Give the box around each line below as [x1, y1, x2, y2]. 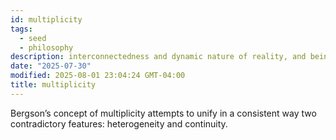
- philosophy [19, 42, 74, 53]
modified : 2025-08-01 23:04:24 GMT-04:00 [10, 71, 186, 81]
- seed [19, 33, 47, 43]
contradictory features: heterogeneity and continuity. [10, 117, 228, 130]
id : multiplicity [10, 14, 83, 25]
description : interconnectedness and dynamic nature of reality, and [10, 52, 307, 62]
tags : [10, 24, 33, 34]
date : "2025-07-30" [10, 61, 92, 71]
